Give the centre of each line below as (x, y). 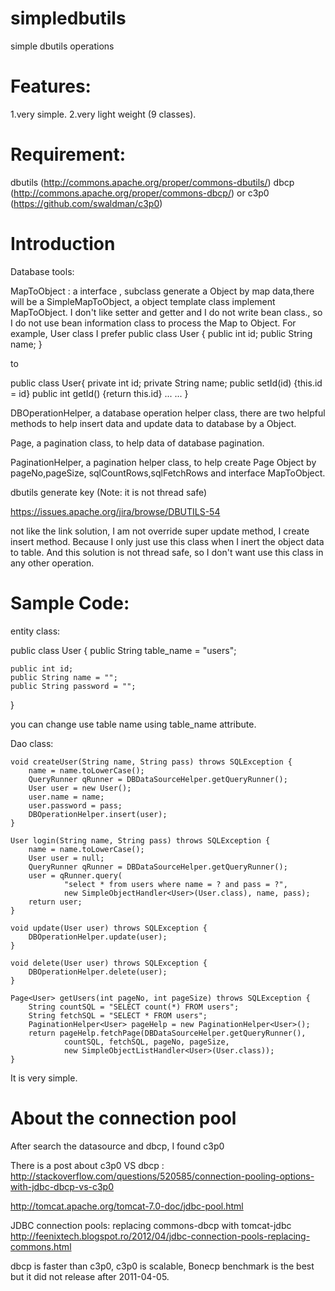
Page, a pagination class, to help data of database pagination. (137, 443)
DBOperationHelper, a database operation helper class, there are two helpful (168, 413)
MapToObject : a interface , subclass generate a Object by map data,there (162, 291)
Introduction (63, 244)
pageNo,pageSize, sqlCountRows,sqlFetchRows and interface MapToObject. (168, 473)
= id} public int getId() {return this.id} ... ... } (99, 393)
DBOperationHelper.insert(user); (98, 814)
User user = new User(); (80, 788)
